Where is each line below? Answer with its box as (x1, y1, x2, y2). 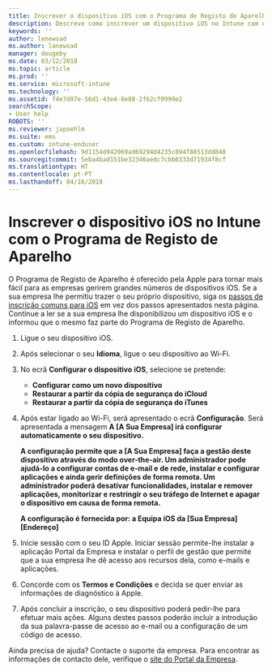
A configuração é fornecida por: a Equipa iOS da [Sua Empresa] (19, 513, 238, 523)
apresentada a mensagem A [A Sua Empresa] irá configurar (19, 421, 223, 431)
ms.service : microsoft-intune (8, 80, 111, 88)
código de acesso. (19, 630, 83, 640)
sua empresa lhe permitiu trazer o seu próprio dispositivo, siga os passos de (8, 291, 263, 301)
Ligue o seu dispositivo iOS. (19, 333, 113, 342)
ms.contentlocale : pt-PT (8, 170, 92, 179)
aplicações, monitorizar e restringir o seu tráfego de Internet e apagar (19, 489, 261, 499)
